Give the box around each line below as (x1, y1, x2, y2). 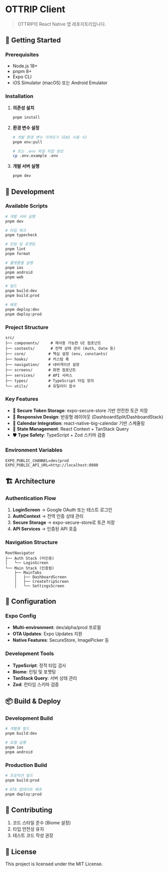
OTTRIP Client (5, 4, 66, 15)
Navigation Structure (5, 539, 58, 546)
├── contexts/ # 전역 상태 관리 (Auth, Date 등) (5, 346, 116, 351)
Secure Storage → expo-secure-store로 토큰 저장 (12, 519, 115, 526)
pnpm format (5, 251, 30, 257)
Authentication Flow (5, 495, 57, 502)
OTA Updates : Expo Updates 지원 (12, 631, 82, 637)
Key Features (5, 395, 39, 402)
